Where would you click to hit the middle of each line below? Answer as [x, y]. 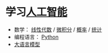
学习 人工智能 [37, 12]
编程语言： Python [36, 37]
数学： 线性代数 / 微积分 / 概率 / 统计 [58, 29]
